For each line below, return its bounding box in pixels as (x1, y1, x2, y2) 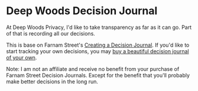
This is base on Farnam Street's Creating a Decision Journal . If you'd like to (6, 41, 190, 48)
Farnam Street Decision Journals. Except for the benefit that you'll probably (6, 71, 190, 79)
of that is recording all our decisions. (6, 30, 96, 37)
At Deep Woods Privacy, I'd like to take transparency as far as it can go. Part (6, 24, 192, 31)
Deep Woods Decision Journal (6, 4, 158, 18)
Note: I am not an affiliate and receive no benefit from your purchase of (6, 65, 180, 72)
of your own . (6, 54, 37, 61)
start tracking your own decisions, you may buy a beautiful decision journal (6, 47, 189, 54)
